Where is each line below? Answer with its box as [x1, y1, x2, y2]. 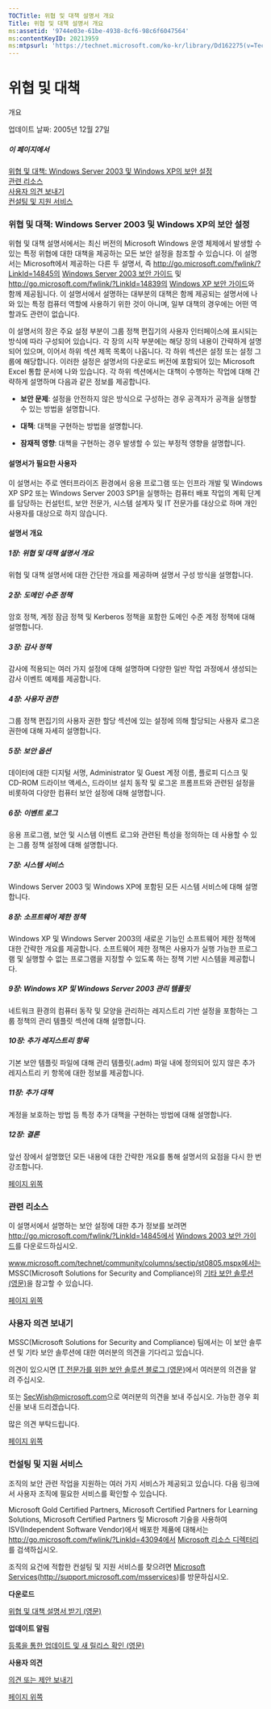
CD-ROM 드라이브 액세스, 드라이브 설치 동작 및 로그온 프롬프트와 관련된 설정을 [8, 777, 256, 787]
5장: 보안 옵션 [8, 746, 52, 756]
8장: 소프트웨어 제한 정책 [8, 911, 86, 921]
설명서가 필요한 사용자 [8, 458, 77, 468]
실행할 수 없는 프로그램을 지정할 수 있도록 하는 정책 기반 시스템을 [25, 953, 227, 963]
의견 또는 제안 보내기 [8, 1674, 73, 1684]
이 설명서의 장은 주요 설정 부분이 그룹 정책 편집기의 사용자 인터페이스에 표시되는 [8, 326, 258, 336]
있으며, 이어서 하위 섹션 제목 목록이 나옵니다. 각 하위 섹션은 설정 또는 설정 [23, 346, 253, 356]
